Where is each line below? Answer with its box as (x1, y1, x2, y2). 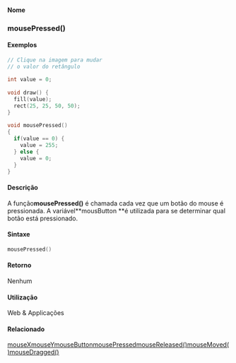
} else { (13, 148, 40, 155)
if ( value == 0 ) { (13, 135, 65, 143)
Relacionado (7, 325, 45, 333)
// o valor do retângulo (7, 63, 81, 70)
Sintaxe (7, 230, 30, 239)
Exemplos (7, 41, 37, 49)
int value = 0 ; (7, 76, 52, 83)
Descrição (7, 184, 39, 192)
